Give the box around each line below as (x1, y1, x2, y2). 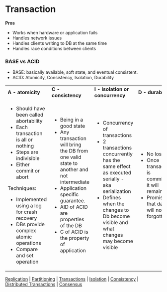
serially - (102, 175, 124, 182)
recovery (16, 215, 37, 222)
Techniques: (7, 185, 36, 192)
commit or (16, 167, 40, 174)
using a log (16, 202, 42, 209)
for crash (16, 208, 37, 215)
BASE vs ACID (5, 58, 40, 65)
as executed (102, 169, 132, 176)
